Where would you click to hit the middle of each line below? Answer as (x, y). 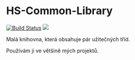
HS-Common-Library (59, 11)
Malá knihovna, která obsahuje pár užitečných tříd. (68, 39)
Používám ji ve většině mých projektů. (53, 51)
